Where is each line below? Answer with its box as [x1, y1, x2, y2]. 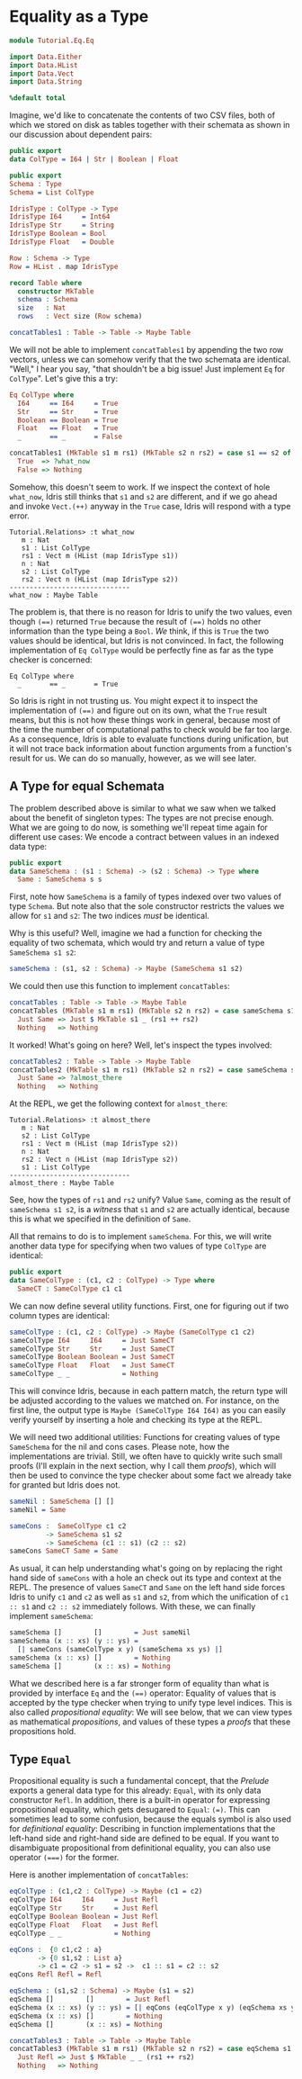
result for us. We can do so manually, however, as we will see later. [9, 752, 257, 763]
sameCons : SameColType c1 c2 [9, 1521, 127, 1531]
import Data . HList [9, 60, 78, 69]
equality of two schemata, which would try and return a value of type [9, 938, 265, 949]
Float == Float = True [17, 424, 119, 433]
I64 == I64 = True [17, 399, 119, 408]
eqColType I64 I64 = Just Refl [9, 1895, 159, 1904]
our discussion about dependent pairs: [9, 129, 153, 140]
